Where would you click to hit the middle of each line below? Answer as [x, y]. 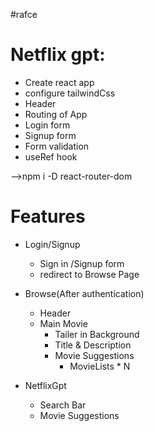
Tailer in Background [97, 334]
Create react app [59, 82]
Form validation [57, 146]
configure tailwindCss [70, 93]
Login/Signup [52, 244]
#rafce [24, 14]
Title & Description [93, 345]
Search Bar [63, 405]
